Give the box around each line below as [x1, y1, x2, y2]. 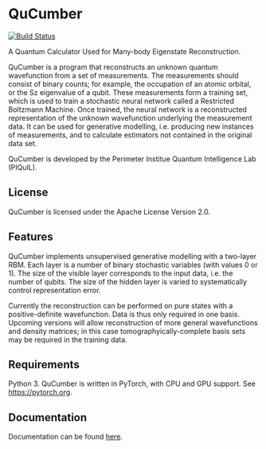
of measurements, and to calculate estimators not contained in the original [8, 129, 252, 140]
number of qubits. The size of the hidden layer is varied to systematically [8, 276, 248, 286]
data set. [8, 138, 37, 148]
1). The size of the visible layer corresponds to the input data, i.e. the [8, 268, 233, 278]
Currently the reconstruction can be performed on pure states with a [8, 300, 233, 310]
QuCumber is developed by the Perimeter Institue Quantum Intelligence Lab [8, 153, 256, 164]
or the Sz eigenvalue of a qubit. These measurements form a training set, [8, 87, 248, 97]
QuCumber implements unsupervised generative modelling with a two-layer [8, 251, 257, 260]
